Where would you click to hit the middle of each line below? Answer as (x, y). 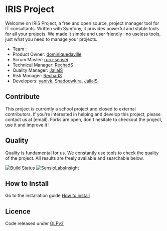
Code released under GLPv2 (35, 223)
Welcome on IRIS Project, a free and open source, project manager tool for (82, 23)
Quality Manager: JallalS (38, 70)
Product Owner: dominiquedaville (47, 54)
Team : (20, 49)
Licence (18, 211)
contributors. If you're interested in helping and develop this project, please (83, 114)
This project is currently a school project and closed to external (71, 108)
